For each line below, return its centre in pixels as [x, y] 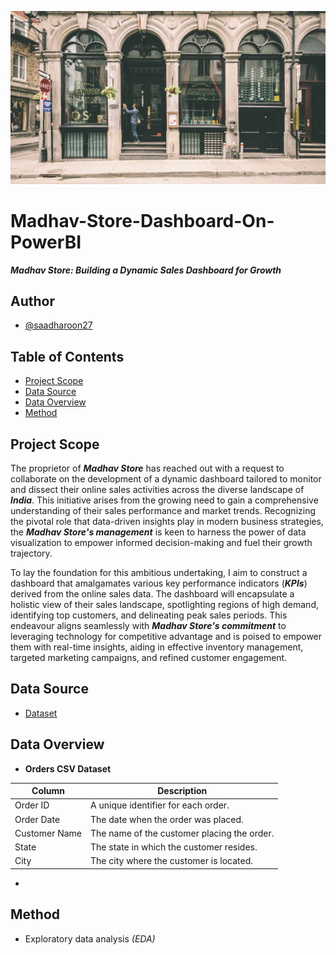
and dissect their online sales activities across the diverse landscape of [157, 489]
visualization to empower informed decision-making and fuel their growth [161, 542]
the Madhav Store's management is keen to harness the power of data [158, 532]
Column [48, 791]
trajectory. [31, 553]
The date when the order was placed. [167, 819]
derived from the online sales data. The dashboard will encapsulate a [152, 593]
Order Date [37, 819]
